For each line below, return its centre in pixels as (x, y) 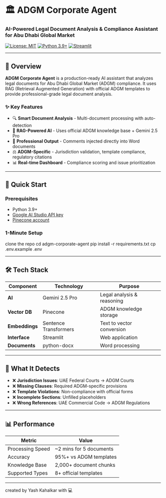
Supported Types (28, 473)
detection (22, 125)
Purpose (129, 286)
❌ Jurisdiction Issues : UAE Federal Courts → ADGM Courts (73, 380)
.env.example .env (24, 249)
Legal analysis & (119, 295)
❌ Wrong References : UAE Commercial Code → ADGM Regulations (81, 403)
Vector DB (20, 312)
